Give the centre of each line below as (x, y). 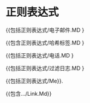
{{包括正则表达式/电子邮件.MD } (45, 30)
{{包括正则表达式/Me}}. (34, 81)
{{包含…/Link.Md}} (29, 93)
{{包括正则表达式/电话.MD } (40, 55)
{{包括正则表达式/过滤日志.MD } (45, 68)
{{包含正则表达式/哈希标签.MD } (45, 43)
